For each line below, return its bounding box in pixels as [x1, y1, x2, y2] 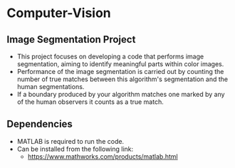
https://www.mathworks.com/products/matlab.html [27, 152, 179, 161]
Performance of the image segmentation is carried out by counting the [16, 68, 224, 75]
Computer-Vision [6, 5, 111, 21]
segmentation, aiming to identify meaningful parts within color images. [16, 60, 224, 68]
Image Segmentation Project [6, 33, 136, 46]
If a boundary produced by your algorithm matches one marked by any [16, 90, 225, 98]
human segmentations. [16, 83, 85, 90]
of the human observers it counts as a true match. [16, 98, 164, 106]
